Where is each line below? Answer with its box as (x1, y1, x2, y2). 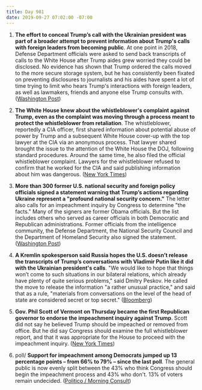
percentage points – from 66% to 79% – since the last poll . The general (14, 357, 195, 365)
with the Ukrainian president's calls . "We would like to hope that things (14, 264, 194, 271)
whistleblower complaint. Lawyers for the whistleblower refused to (14, 158, 180, 165)
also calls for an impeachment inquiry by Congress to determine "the (14, 201, 186, 208)
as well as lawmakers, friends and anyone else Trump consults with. (14, 88, 184, 96)
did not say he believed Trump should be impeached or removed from (14, 320, 188, 328)
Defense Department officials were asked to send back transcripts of (14, 50, 186, 57)
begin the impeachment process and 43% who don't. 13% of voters (14, 371, 183, 378)
